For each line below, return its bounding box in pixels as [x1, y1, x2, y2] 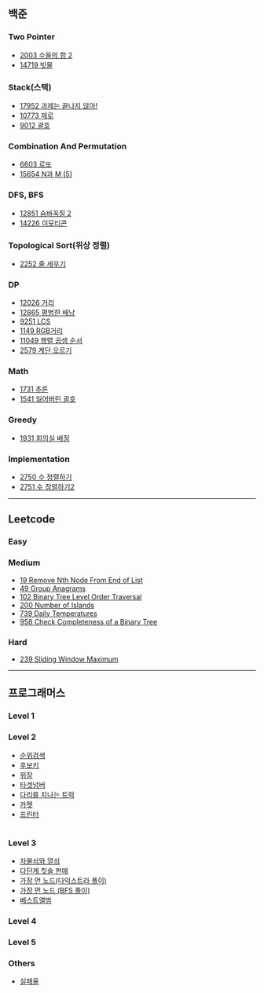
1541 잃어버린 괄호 [19, 394, 76, 404]
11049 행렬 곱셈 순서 [19, 336, 82, 346]
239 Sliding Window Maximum [19, 654, 119, 664]
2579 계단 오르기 [19, 346, 72, 355]
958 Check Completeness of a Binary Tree [19, 617, 158, 626]
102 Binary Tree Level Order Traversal [19, 592, 142, 601]
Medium [8, 557, 41, 568]
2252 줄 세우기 [19, 258, 67, 269]
